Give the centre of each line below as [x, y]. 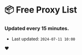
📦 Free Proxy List [41, 10]
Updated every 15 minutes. [37, 29]
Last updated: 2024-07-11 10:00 [43, 39]
